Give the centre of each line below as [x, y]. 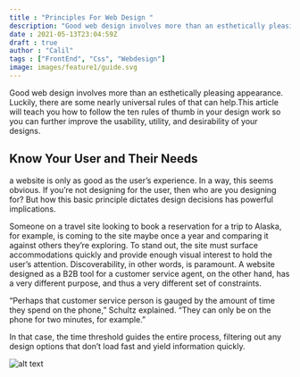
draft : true [33, 42]
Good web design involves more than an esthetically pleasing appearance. [146, 92]
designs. [25, 130]
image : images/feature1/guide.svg [74, 68]
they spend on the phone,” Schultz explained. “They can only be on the [140, 310]
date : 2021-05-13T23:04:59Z [63, 34]
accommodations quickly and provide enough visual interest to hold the [141, 255]
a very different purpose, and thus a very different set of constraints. [135, 283]
